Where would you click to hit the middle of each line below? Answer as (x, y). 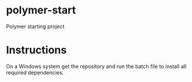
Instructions (36, 50)
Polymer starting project (35, 26)
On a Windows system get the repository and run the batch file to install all (96, 66)
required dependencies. (35, 72)
